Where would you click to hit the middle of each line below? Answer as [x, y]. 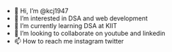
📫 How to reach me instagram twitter [69, 41]
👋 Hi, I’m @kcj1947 [41, 11]
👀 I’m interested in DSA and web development [81, 18]
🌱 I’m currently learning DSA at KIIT [65, 26]
